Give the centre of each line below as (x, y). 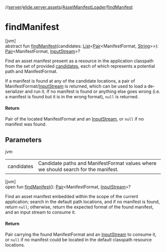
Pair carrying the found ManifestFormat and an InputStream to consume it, (81, 235)
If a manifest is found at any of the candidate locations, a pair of (70, 81)
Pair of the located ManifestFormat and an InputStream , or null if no (75, 119)
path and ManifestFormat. (31, 71)
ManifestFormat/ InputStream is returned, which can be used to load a (76, 86)
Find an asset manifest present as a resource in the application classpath (80, 61)
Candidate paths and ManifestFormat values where (97, 163)
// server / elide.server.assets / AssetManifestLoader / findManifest (69, 7)
